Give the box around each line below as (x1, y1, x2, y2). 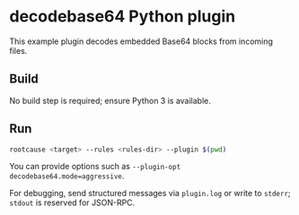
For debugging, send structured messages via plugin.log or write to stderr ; (9, 188, 291, 199)
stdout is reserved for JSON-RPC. (9, 197, 136, 208)
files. (9, 45, 28, 56)
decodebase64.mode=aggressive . (9, 170, 125, 181)
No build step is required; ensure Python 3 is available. (9, 95, 211, 106)
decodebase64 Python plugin (9, 6, 236, 27)
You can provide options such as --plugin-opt (9, 161, 181, 172)
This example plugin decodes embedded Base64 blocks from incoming (9, 36, 274, 47)
